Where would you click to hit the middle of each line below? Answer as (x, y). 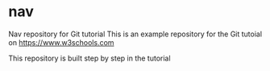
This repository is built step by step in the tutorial (89, 58)
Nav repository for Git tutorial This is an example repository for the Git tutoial (135, 34)
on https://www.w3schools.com (61, 42)
